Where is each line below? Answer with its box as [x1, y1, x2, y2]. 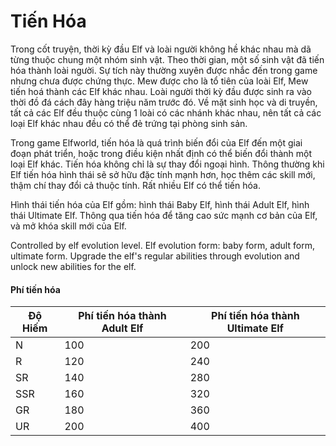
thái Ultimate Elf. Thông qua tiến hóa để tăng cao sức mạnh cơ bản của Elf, [10, 209, 318, 221]
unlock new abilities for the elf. [10, 260, 137, 272]
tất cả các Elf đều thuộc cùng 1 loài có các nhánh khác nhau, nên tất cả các [10, 106, 322, 119]
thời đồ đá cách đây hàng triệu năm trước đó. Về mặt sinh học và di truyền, [10, 96, 318, 108]
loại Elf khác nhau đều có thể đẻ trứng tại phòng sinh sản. [10, 117, 248, 129]
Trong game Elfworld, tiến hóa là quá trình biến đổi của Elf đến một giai [10, 136, 303, 149]
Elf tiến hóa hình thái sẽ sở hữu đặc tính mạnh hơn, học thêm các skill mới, [10, 168, 316, 180]
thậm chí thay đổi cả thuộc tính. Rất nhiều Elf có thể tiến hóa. [10, 179, 261, 191]
